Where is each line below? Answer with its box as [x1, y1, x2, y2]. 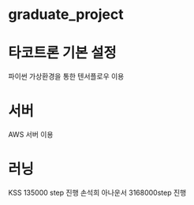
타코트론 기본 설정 [8, 44, 117, 62]
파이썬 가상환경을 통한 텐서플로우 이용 [8, 72, 125, 81]
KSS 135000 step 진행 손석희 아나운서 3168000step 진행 [8, 188, 187, 197]
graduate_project [8, 6, 124, 24]
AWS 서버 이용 [8, 130, 54, 140]
